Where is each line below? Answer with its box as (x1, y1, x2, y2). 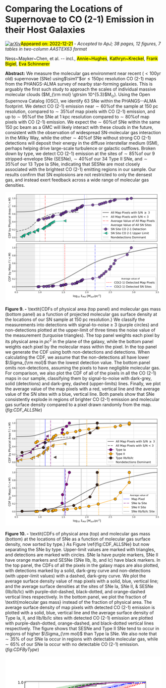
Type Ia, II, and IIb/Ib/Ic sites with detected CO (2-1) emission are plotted (5, 615, 153, 621)
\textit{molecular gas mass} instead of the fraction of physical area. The (5, 599, 152, 605)
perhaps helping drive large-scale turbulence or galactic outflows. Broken (5, 145, 156, 151)
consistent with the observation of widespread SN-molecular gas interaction (5, 129, 161, 135)
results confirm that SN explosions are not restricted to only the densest (5, 171, 152, 177)
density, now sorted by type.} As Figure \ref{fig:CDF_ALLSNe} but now (5, 541, 150, 547)
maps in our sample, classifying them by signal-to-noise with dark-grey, (5, 375, 152, 381)
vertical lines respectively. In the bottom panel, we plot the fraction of (5, 594, 147, 600)
